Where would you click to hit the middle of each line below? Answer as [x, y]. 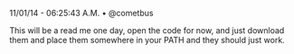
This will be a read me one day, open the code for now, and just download [147, 30]
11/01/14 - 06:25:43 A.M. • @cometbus [81, 13]
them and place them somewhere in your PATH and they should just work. [147, 40]
